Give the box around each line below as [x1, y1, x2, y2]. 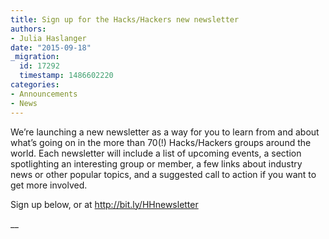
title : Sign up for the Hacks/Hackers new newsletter [10, 14, 240, 25]
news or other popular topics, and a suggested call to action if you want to [10, 168, 317, 180]
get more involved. [10, 179, 88, 191]
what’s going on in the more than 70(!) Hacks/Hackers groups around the [10, 136, 312, 148]
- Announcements [10, 89, 78, 99]
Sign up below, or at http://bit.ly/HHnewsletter [10, 198, 199, 210]
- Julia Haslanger [10, 33, 87, 43]
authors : [10, 24, 47, 34]
